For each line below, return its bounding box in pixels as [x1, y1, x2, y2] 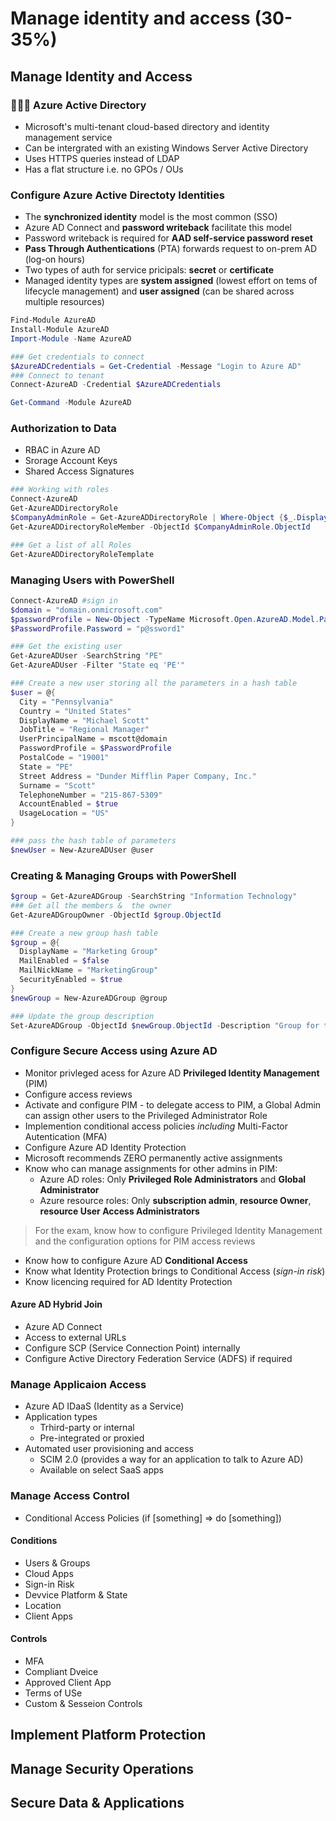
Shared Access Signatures [24, 465, 135, 477]
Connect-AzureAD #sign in [10, 595, 118, 606]
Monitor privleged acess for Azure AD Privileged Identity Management [24, 1067, 320, 1079]
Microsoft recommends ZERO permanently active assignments [24, 1152, 283, 1164]
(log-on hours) [24, 253, 86, 266]
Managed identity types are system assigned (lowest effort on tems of [24, 275, 318, 287]
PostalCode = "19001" [19, 753, 110, 763]
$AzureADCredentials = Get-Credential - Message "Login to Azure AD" [10, 361, 302, 371]
